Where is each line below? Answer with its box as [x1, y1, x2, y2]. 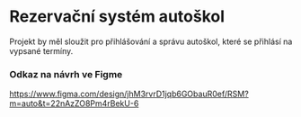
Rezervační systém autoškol [9, 6, 226, 27]
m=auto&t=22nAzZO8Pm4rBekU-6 [9, 98, 139, 109]
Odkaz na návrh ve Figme [9, 67, 123, 80]
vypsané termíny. [9, 45, 74, 56]
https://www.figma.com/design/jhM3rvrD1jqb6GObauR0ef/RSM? [9, 88, 249, 100]
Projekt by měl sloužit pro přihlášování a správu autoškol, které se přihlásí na [9, 36, 293, 47]
